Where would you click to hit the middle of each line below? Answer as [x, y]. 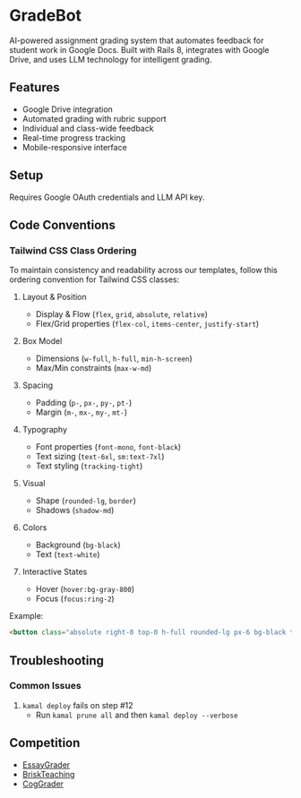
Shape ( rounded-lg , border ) [86, 501]
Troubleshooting [57, 661]
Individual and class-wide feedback [88, 128]
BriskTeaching [48, 774]
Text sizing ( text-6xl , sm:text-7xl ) [100, 457]
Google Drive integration [68, 109]
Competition [45, 743]
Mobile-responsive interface [74, 147]
